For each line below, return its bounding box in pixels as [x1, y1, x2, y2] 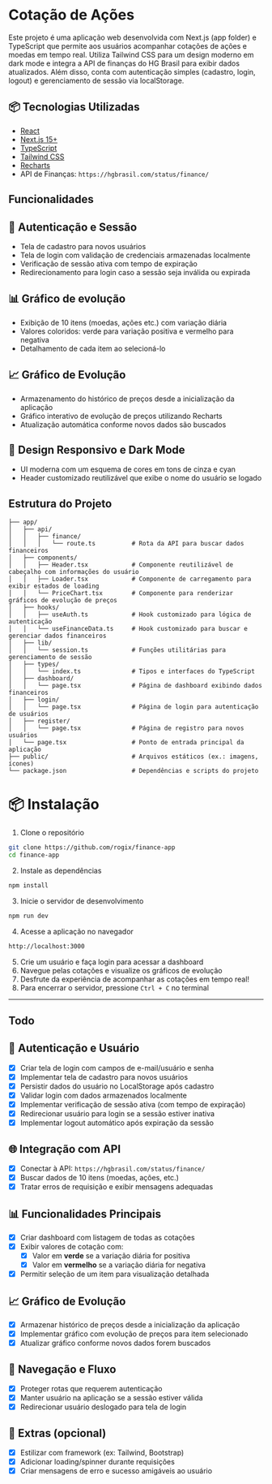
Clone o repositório [19, 828, 85, 838]
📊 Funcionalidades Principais [8, 1207, 162, 1221]
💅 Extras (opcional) [8, 1426, 107, 1440]
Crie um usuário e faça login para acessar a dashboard [19, 956, 204, 967]
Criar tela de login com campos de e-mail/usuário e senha [19, 1063, 215, 1072]
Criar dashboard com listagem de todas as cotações [19, 1232, 196, 1242]
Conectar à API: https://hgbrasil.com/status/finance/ [19, 1163, 206, 1173]
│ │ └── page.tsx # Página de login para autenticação [8, 703, 259, 711]
